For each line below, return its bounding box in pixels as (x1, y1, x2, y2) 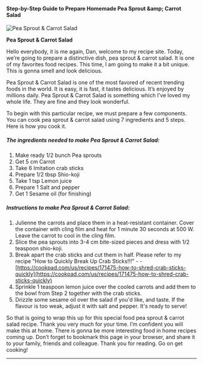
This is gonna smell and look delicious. (6, 67, 103, 75)
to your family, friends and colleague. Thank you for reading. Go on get (6, 340, 183, 347)
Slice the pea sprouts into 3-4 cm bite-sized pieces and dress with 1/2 (14, 238, 190, 246)
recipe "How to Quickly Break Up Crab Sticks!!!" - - (14, 258, 143, 265)
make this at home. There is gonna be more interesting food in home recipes (6, 327, 196, 334)
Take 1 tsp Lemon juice (14, 177, 72, 185)
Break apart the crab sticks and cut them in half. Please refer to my (14, 251, 182, 259)
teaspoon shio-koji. (14, 245, 63, 252)
